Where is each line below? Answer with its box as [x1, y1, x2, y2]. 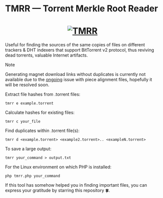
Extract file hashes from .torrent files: [5, 92, 81, 98]
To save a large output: [5, 146, 52, 152]
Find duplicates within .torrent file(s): [5, 128, 80, 133]
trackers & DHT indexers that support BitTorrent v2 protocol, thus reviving [5, 47, 155, 53]
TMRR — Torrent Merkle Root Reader [5, 3, 158, 14]
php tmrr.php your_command [5, 173, 60, 179]
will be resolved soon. [5, 82, 50, 88]
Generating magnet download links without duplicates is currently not [5, 71, 146, 77]
